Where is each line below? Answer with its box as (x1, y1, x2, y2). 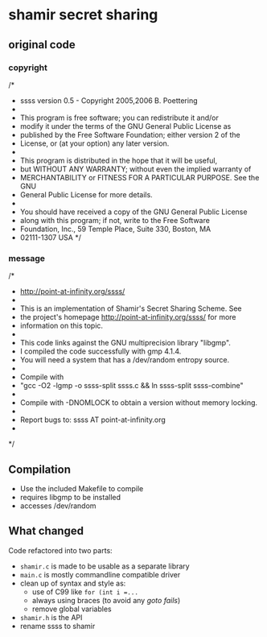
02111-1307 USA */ (19, 232, 82, 242)
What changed (8, 524, 84, 538)
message (8, 252, 46, 263)
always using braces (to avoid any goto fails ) (31, 595, 181, 605)
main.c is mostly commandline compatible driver (19, 569, 181, 579)
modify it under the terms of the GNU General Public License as (19, 121, 232, 130)
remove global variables (31, 604, 112, 614)
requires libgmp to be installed (19, 492, 121, 502)
